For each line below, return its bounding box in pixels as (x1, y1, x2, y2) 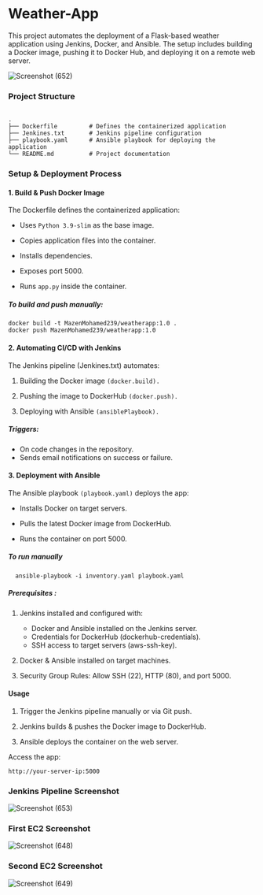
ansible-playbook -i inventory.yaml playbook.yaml (15, 572, 184, 580)
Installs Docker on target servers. (19, 503, 127, 513)
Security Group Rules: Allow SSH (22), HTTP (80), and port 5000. (19, 670, 232, 680)
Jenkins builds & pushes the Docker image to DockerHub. (19, 722, 206, 731)
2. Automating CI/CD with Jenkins (8, 343, 122, 352)
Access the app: (8, 752, 61, 761)
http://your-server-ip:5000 (8, 767, 100, 775)
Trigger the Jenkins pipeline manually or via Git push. (19, 706, 192, 715)
